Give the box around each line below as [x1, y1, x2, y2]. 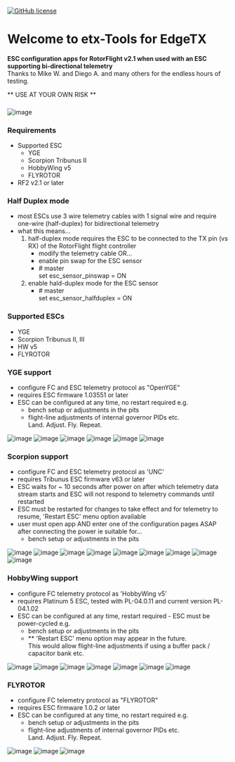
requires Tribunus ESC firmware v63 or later [17, 475, 145, 483]
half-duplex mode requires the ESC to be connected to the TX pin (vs [27, 234, 228, 243]
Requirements [7, 125, 57, 135]
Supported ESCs [7, 312, 65, 321]
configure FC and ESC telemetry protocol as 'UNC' [17, 467, 165, 476]
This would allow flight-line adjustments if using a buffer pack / [27, 641, 210, 650]
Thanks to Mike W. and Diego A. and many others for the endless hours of [7, 69, 221, 77]
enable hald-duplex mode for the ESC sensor [27, 279, 159, 288]
